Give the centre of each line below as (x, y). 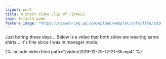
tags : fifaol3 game (25, 19)
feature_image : (21, 23)
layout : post (19, 10)
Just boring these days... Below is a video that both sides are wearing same (82, 37)
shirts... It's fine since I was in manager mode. (52, 42)
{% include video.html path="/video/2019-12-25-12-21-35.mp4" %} (74, 52)
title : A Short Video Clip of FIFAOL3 (45, 14)
